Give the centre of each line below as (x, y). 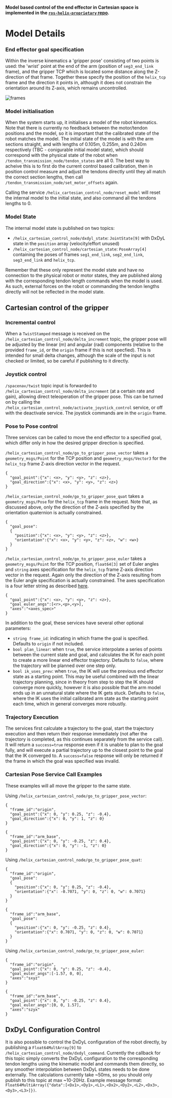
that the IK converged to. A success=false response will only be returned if (84, 755)
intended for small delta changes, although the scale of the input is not (80, 355)
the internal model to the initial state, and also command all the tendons (81, 198)
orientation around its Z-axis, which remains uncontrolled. (66, 88)
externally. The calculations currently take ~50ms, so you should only (79, 1075)
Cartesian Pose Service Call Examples (54, 775)
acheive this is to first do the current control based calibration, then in (79, 166)
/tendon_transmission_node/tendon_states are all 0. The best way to (78, 161)
